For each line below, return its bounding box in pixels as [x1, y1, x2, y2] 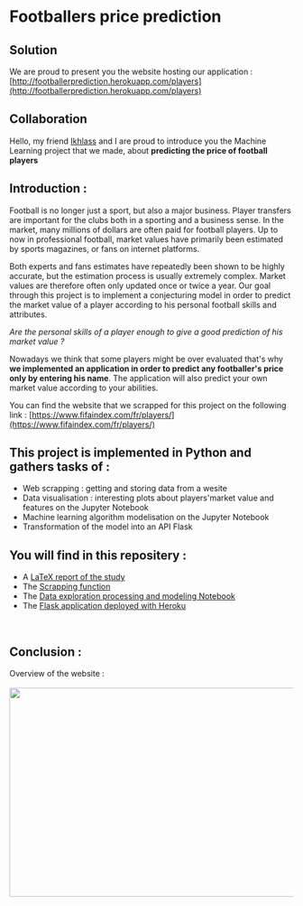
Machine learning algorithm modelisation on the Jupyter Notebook [22, 512, 270, 523]
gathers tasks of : [9, 459, 110, 475]
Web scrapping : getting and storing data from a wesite [22, 483, 228, 494]
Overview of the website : [9, 668, 106, 679]
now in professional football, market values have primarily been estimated [9, 233, 284, 245]
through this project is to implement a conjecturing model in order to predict [9, 289, 291, 300]
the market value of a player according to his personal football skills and [9, 299, 277, 310]
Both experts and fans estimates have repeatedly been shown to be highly [9, 260, 286, 272]
